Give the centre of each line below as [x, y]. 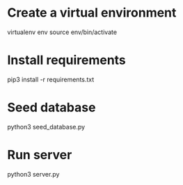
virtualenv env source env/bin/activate [62, 32]
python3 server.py [33, 174]
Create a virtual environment [92, 13]
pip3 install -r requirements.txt [51, 79]
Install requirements [67, 60]
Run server [40, 155]
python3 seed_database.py [46, 127]
